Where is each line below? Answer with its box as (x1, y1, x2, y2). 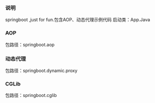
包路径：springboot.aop (5, 41, 55, 47)
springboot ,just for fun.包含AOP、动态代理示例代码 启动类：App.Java (5, 16, 150, 23)
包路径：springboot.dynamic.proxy (5, 67, 78, 73)
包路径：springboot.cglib (5, 92, 57, 98)
